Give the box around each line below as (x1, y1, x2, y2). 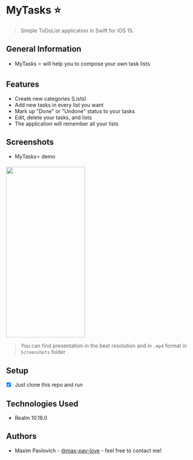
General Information (6, 44, 82, 54)
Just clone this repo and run (14, 381, 84, 388)
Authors (6, 431, 37, 441)
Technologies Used (6, 399, 78, 409)
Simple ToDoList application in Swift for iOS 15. (20, 27, 134, 34)
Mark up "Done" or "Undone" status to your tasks (14, 107, 135, 114)
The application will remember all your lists (14, 120, 119, 127)
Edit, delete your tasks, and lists (14, 114, 92, 121)
